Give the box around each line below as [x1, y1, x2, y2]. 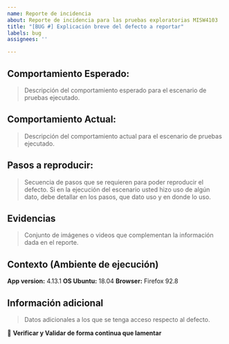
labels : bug [7, 29, 42, 37]
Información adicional [7, 297, 104, 309]
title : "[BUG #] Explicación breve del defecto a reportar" [7, 23, 185, 30]
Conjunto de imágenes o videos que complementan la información [24, 231, 214, 239]
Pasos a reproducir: [7, 160, 93, 171]
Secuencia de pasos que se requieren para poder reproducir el [24, 178, 204, 186]
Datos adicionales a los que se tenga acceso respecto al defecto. [24, 316, 210, 323]
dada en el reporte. [24, 239, 79, 247]
